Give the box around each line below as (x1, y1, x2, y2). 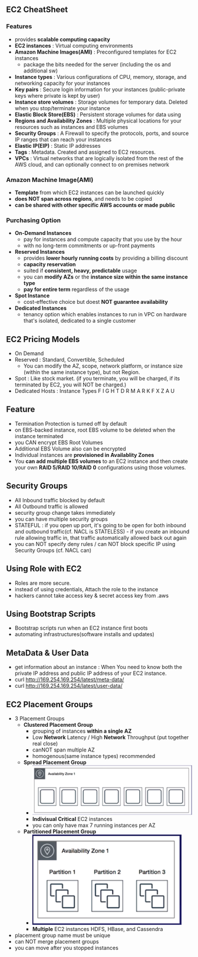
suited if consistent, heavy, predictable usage (23, 267, 137, 274)
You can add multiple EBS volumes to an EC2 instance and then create (14, 458, 189, 465)
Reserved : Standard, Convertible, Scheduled (14, 356, 125, 363)
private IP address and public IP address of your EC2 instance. (14, 670, 167, 677)
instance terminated (14, 432, 64, 439)
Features (6, 22, 32, 31)
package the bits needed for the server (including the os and (23, 61, 171, 68)
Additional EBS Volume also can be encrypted (14, 445, 127, 452)
